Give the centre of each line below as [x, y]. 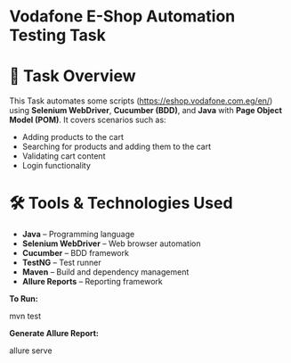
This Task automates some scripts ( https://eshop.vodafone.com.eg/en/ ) [141, 101]
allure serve [31, 351]
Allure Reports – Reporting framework [92, 282]
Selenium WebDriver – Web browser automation [111, 243]
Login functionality [57, 166]
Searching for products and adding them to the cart [117, 147]
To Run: [24, 299]
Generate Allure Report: [54, 334]
